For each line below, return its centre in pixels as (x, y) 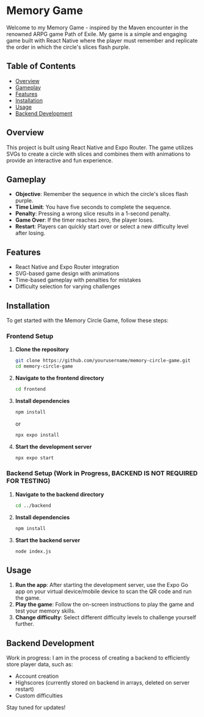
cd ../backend (33, 505)
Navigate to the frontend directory (60, 378)
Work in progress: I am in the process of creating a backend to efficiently (98, 658)
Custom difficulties (39, 696)
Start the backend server (48, 540)
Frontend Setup (30, 336)
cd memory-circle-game (44, 366)
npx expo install (37, 435)
